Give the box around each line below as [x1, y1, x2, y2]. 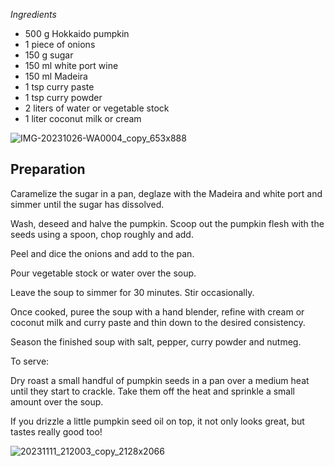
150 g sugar [24, 49, 74, 61]
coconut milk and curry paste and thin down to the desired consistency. [10, 316, 306, 328]
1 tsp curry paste [24, 81, 95, 93]
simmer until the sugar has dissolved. [10, 198, 165, 210]
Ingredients [10, 9, 57, 20]
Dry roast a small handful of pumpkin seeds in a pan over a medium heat [10, 374, 310, 386]
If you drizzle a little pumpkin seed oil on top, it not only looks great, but [10, 415, 305, 427]
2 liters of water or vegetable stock [24, 102, 170, 114]
